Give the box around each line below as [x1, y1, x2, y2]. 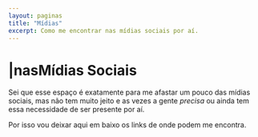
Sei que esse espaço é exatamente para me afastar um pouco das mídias [8, 87, 251, 97]
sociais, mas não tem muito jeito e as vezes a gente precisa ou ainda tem [8, 96, 250, 106]
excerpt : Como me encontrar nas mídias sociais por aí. [8, 26, 199, 34]
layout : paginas [8, 11, 62, 20]
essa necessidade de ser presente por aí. [8, 105, 145, 115]
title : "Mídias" [8, 19, 62, 27]
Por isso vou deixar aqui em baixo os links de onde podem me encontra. [8, 120, 247, 130]
